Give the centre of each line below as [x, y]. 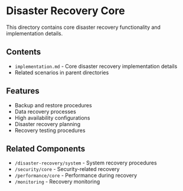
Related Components [46, 149]
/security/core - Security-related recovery [67, 169]
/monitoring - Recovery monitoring [57, 182]
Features [23, 91]
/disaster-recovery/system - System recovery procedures [86, 163]
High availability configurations [52, 118]
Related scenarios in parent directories [62, 73]
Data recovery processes [45, 111]
